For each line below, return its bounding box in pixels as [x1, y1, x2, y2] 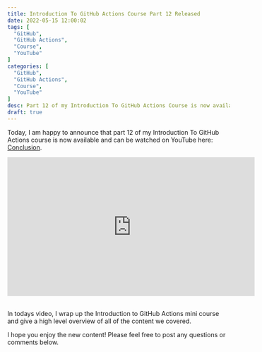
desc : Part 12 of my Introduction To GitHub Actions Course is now [7, 102, 210, 109]
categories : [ [7, 63, 49, 70]
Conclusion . [7, 142, 42, 152]
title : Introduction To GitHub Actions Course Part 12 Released [7, 10, 201, 18]
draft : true [7, 109, 42, 116]
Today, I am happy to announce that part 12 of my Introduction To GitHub [7, 128, 220, 136]
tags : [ [7, 23, 30, 30]
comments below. [7, 338, 59, 346]
